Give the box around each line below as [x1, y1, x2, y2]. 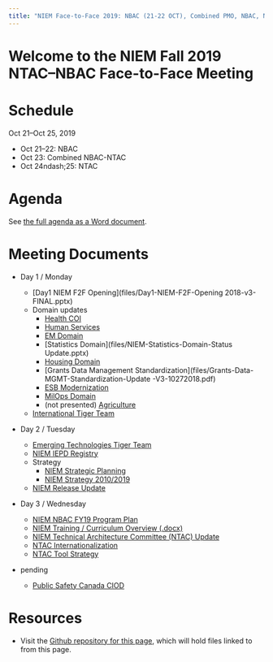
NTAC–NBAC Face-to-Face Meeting [8, 64, 254, 82]
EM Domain [44, 331, 84, 340]
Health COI [44, 314, 82, 323]
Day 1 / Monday [19, 271, 73, 281]
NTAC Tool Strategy [32, 549, 99, 559]
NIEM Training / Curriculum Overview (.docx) [32, 523, 184, 533]
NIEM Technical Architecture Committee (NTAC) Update [32, 531, 220, 541]
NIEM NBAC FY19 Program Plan [32, 514, 138, 524]
